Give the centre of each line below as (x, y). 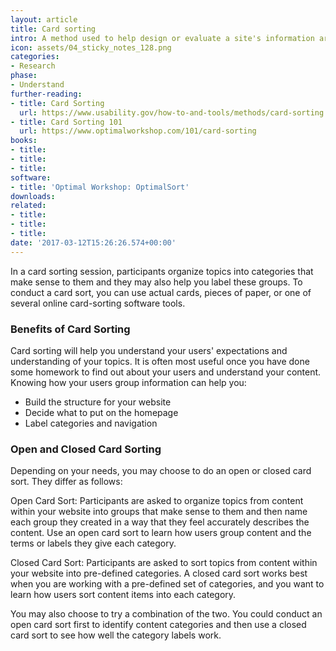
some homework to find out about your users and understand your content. (166, 372)
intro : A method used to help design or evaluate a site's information (162, 38)
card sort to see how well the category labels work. (116, 635)
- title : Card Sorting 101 (66, 122)
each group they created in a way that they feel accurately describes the (160, 522)
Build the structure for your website (98, 402)
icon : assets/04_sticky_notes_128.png (91, 47)
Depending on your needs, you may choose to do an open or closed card (161, 471)
